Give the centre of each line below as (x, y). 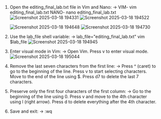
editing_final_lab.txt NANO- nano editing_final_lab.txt (63, 12)
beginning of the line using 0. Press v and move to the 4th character (78, 96)
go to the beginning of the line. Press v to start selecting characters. (78, 71)
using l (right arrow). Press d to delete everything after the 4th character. (83, 102)
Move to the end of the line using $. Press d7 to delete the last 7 (74, 76)
